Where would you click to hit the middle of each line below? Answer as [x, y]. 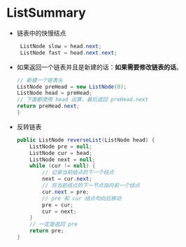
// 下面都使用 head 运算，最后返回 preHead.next [82, 100]
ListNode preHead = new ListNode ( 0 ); [72, 87]
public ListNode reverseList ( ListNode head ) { [86, 140]
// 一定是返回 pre [54, 225]
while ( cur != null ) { [63, 166]
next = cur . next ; [67, 179]
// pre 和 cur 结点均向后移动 [82, 198]
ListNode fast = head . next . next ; [69, 53]
